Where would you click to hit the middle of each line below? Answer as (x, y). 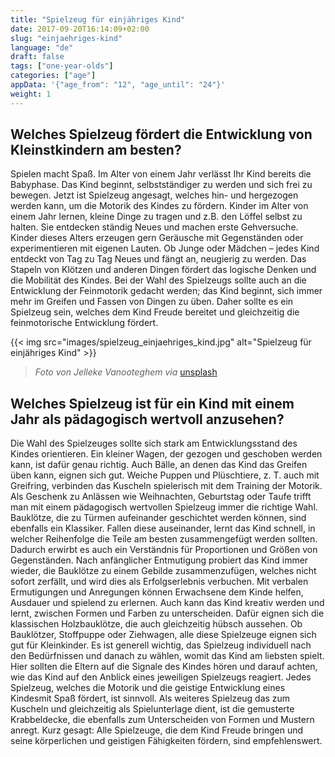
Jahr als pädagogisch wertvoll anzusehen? (147, 419)
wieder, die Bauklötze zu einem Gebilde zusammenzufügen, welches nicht (163, 571)
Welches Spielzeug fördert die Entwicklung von (161, 134)
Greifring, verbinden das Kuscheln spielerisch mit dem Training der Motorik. (166, 486)
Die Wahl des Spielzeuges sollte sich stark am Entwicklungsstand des (154, 443)
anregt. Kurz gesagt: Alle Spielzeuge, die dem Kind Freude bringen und (157, 730)
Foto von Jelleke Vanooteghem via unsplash (126, 372)
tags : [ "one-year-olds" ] (62, 66)
